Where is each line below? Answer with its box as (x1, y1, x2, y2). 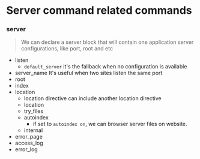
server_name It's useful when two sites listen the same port (14, 70, 163, 77)
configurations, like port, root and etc (20, 45, 113, 52)
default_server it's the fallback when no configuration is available (23, 63, 187, 70)
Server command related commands (6, 4, 192, 17)
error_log (14, 146, 38, 153)
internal (23, 127, 43, 134)
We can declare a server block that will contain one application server (20, 38, 194, 46)
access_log (14, 139, 43, 147)
